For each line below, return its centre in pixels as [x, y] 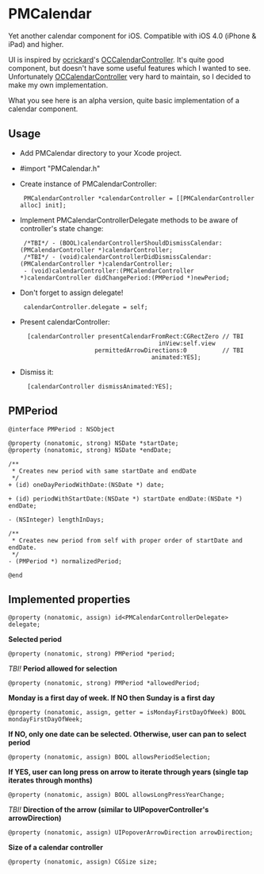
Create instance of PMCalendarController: [88, 184]
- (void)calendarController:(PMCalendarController [109, 271]
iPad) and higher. [36, 44]
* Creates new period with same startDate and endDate [104, 471]
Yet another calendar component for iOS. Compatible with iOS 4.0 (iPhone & [132, 36]
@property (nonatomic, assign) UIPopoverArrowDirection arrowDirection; [131, 833]
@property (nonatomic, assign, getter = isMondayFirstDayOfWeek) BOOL [127, 713]
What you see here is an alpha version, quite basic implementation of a [124, 100]
